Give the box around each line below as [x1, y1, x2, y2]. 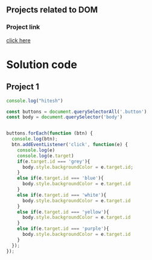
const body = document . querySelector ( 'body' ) [6, 114, 122, 120]
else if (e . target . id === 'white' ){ [17, 192, 107, 198]
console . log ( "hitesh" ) [6, 98, 63, 104]
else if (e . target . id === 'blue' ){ [17, 175, 104, 182]
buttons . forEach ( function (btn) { [6, 130, 93, 136]
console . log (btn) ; [11, 136, 59, 142]
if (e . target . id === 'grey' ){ [17, 158, 90, 165]
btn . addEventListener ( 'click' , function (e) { [11, 142, 128, 148]
